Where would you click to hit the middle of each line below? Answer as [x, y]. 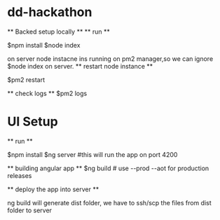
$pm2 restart [26, 80]
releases [20, 175]
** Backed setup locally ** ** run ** [59, 32]
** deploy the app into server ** [53, 189]
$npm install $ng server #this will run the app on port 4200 [92, 154]
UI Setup [33, 122]
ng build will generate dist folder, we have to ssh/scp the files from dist [109, 202]
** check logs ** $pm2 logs [47, 93]
